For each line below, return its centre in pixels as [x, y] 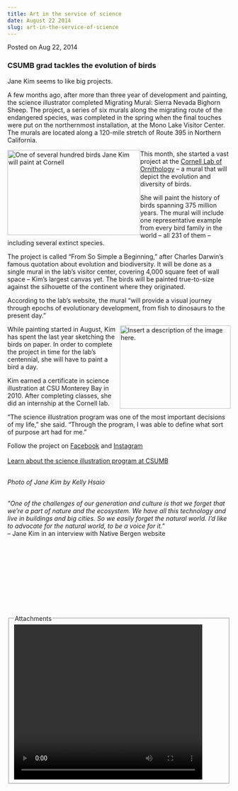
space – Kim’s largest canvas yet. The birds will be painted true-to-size [111, 279]
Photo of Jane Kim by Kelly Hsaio [56, 482]
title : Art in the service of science [64, 14]
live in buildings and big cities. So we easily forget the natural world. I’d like [117, 518]
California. [22, 140]
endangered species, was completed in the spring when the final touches [114, 117]
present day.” [27, 315]
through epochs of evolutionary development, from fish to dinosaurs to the [116, 308]
